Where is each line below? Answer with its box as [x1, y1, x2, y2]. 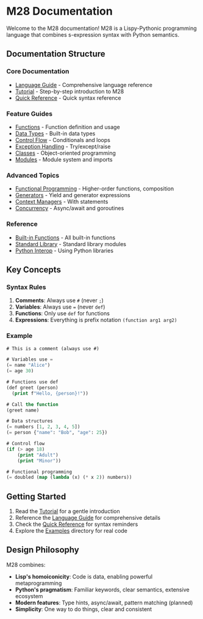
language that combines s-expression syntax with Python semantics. [6, 31, 180, 38]
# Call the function [6, 401, 59, 408]
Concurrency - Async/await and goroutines [15, 204, 124, 212]
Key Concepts [6, 264, 61, 275]
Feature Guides [6, 109, 53, 118]
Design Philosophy [6, 545, 79, 555]
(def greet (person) [6, 385, 59, 391]
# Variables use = [6, 356, 53, 362]
